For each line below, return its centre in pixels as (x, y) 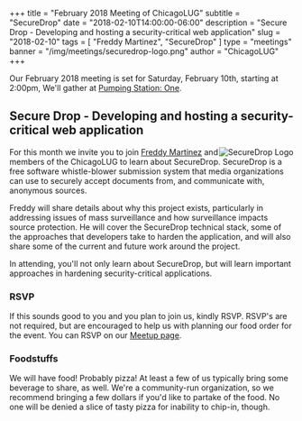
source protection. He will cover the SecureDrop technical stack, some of (146, 227)
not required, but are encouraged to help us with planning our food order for (151, 326)
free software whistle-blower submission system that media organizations (146, 171)
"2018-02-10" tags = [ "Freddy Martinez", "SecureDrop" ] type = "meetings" (151, 41)
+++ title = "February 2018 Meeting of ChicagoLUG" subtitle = (125, 13)
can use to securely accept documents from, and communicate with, (137, 180)
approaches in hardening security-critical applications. (111, 273)
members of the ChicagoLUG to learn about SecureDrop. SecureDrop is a (146, 161)
